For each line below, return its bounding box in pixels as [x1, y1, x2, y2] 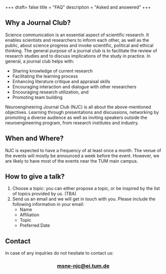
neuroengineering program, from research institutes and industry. [5, 119, 139, 126]
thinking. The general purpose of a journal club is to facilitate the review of [5, 47, 158, 54]
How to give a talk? [5, 173, 65, 181]
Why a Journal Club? [5, 18, 71, 27]
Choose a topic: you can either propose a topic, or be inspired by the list [12, 185, 160, 191]
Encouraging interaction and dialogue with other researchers [12, 84, 137, 90]
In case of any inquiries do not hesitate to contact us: [5, 250, 114, 256]
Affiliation [19, 212, 40, 218]
